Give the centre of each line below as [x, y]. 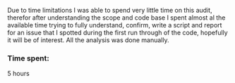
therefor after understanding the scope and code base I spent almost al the [116, 18]
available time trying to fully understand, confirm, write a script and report [115, 25]
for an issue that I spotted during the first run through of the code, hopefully [117, 32]
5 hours [18, 74]
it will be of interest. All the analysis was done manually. [88, 40]
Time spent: [28, 58]
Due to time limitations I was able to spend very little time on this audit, [110, 10]
